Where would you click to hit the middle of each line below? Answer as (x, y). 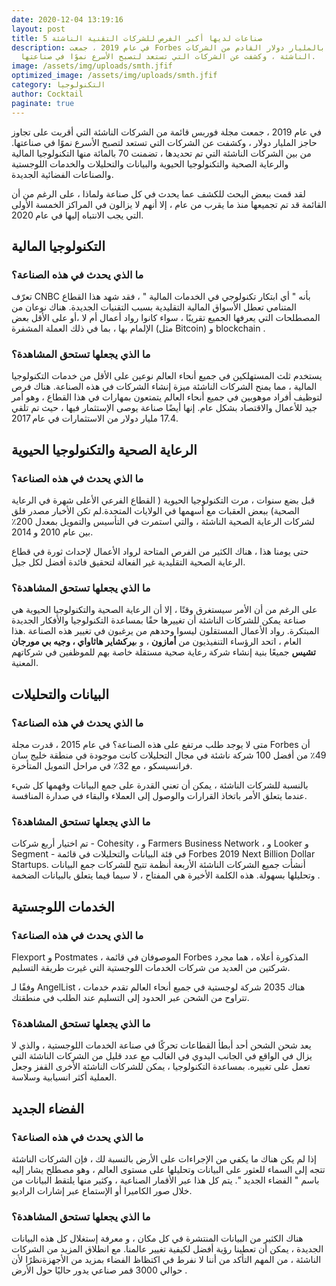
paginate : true (43, 103)
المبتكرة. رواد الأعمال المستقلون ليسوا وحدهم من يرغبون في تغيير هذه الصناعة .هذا (165, 631)
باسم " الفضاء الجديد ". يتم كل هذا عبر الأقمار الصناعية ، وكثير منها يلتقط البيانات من (165, 1180)
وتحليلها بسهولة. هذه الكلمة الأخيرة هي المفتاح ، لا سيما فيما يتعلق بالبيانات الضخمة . (166, 875)
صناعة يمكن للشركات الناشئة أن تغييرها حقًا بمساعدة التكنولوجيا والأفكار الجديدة (159, 620)
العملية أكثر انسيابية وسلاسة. (64, 1077)
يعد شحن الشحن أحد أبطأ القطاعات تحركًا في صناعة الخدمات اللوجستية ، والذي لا (161, 1045)
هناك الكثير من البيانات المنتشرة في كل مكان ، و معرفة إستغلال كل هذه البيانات (157, 1238)
